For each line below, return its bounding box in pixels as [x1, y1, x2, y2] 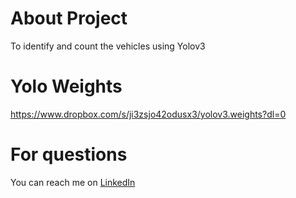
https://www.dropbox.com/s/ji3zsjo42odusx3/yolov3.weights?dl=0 [10, 108, 287, 120]
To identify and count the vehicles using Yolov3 [10, 40, 206, 52]
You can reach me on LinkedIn [10, 176, 136, 188]
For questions [10, 143, 128, 166]
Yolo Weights [10, 75, 123, 98]
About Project [10, 7, 128, 30]
